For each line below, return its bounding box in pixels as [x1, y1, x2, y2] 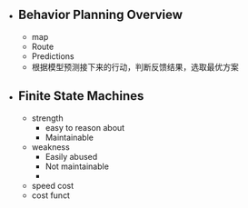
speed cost [31, 180, 74, 191]
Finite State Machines [17, 88, 144, 104]
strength [31, 113, 64, 124]
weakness [31, 141, 70, 153]
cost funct [31, 190, 71, 201]
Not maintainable [45, 161, 109, 172]
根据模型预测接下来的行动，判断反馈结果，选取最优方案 [31, 61, 239, 72]
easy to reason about [45, 122, 125, 133]
